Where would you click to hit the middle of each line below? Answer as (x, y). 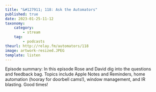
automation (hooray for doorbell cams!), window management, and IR (75, 79)
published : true (22, 14)
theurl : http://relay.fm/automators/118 (47, 46)
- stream (32, 32)
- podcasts (34, 42)
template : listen (23, 55)
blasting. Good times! (26, 85)
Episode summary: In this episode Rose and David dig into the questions (78, 69)
